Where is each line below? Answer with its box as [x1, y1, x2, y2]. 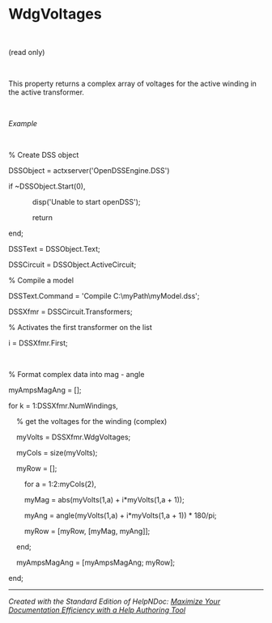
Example [8, 118, 38, 128]
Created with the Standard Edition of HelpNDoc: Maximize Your [8, 596, 221, 606]
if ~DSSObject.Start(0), [8, 181, 86, 191]
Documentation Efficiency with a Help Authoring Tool [8, 604, 186, 615]
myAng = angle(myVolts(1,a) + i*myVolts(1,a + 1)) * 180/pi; [23, 511, 217, 520]
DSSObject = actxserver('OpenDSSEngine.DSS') [8, 165, 170, 175]
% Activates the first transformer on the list [8, 322, 152, 332]
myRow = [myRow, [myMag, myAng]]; [23, 526, 151, 536]
